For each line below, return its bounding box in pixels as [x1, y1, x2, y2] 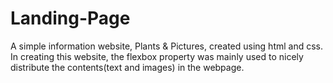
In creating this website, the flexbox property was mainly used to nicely [10, 50, 304, 62]
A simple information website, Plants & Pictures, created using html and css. [10, 40, 324, 52]
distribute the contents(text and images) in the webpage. [10, 61, 245, 73]
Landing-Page [10, 7, 131, 30]
